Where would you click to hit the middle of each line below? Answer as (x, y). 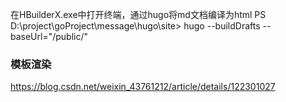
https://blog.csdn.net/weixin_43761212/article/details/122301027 (143, 87)
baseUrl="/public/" (49, 36)
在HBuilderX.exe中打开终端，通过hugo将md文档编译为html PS (138, 14)
